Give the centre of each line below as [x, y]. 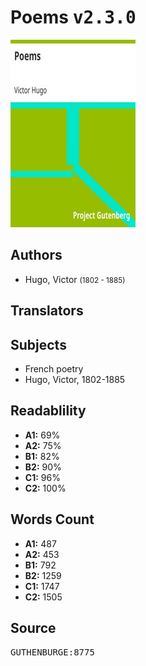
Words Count [52, 519]
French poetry [54, 368]
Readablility [48, 411]
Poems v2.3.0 [73, 17]
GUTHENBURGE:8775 [52, 652]
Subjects [38, 344]
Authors [36, 255]
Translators [47, 311]
